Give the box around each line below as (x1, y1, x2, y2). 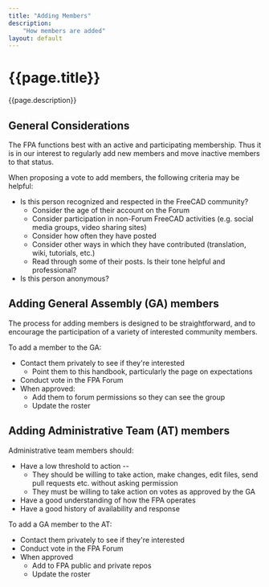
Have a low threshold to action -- (19, 461, 130, 470)
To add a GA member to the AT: (8, 519, 112, 529)
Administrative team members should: (8, 445, 134, 455)
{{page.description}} (8, 96, 77, 105)
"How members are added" (22, 27, 106, 35)
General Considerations (8, 118, 130, 133)
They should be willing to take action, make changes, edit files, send (31, 470, 259, 479)
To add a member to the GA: (8, 343, 102, 352)
